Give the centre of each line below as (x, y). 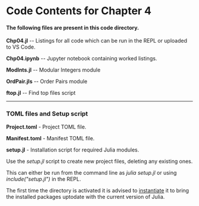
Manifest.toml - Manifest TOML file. (50, 138)
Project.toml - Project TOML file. (46, 127)
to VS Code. (21, 47)
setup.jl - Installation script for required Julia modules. (73, 150)
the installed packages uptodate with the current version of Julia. (86, 197)
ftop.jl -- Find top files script (41, 93)
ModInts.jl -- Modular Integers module (53, 70)
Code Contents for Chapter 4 (79, 11)
